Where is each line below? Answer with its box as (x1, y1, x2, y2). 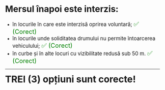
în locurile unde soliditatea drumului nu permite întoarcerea (12, 35, 156, 42)
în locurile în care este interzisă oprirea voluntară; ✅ (12, 20, 139, 28)
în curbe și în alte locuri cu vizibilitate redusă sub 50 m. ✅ (12, 49, 153, 57)
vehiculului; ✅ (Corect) (12, 41, 73, 50)
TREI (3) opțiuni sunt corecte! (5, 73, 136, 85)
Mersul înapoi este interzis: (5, 3, 119, 15)
